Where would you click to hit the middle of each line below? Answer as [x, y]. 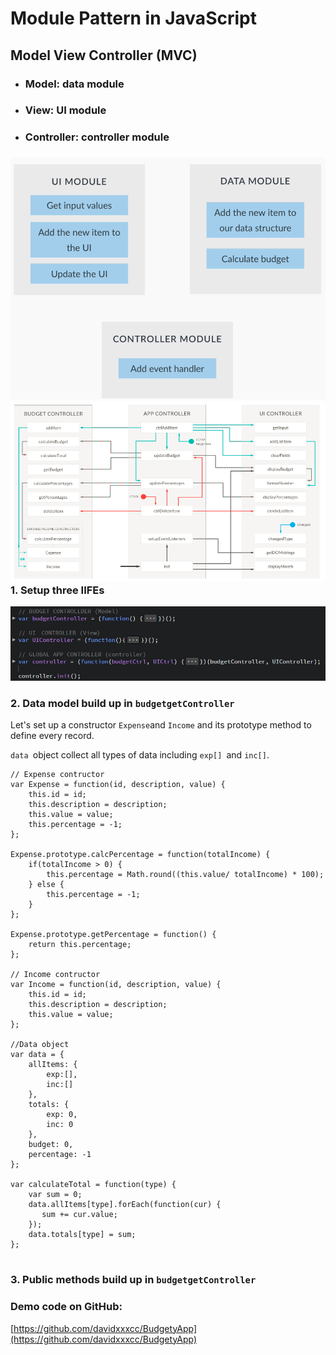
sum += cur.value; [79, 1215]
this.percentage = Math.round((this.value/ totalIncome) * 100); [185, 875]
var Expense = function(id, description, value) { [118, 785]
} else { [46, 885]
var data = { [37, 1055]
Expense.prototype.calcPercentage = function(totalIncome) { [140, 855]
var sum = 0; [55, 1195]
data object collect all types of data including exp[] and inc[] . [140, 755]
